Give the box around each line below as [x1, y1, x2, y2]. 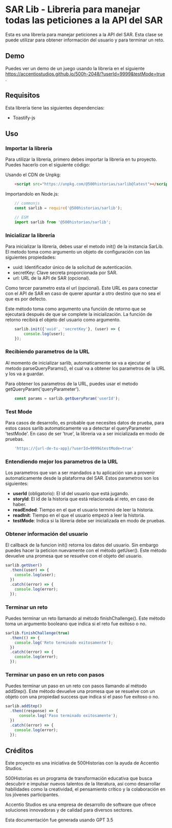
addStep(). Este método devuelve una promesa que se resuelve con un [5, 688, 155, 694]
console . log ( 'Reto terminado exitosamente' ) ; [14, 640, 114, 645]
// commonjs [14, 201, 40, 206]
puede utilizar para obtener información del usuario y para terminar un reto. [5, 37, 165, 43]
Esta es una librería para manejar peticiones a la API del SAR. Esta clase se [5, 31, 163, 37]
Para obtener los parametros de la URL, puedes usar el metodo [5, 380, 138, 387]
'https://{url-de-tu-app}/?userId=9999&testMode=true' [14, 446, 134, 451]
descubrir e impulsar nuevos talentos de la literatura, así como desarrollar [5, 781, 161, 787]
